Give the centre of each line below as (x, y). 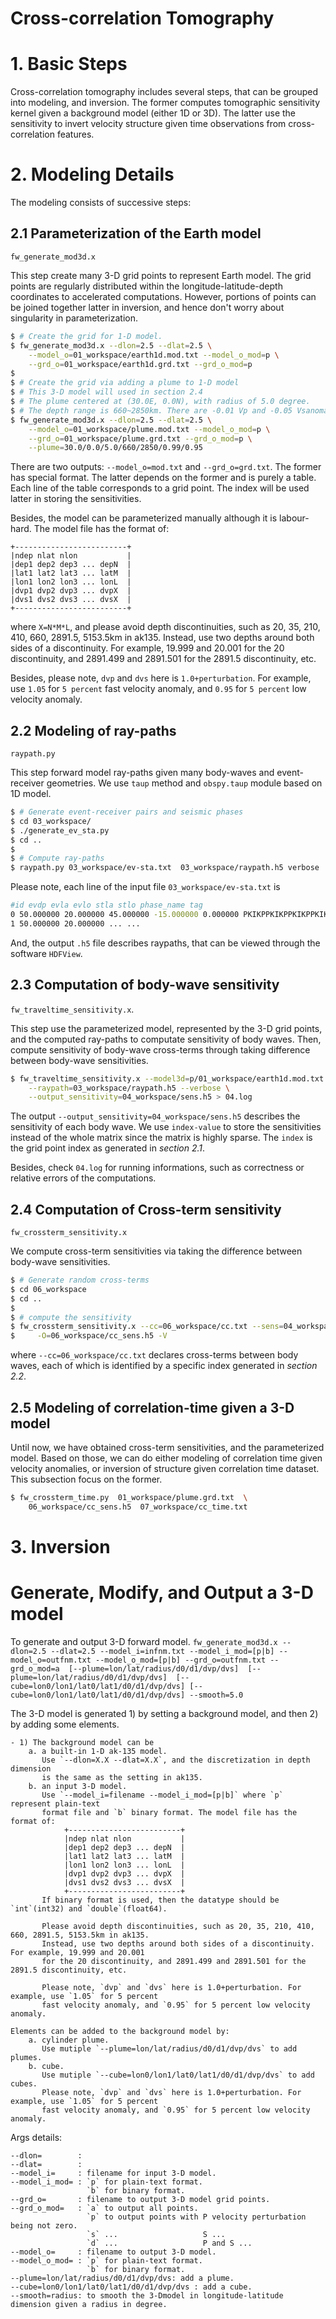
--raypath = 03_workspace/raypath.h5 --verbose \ (129, 1088)
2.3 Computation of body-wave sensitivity (145, 985)
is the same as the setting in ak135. (122, 1777)
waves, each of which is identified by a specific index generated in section (164, 1366)
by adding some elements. (65, 1724)
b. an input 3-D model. (78, 1786)
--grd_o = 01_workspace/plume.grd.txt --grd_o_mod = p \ (140, 438)
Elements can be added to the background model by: (120, 2031)
